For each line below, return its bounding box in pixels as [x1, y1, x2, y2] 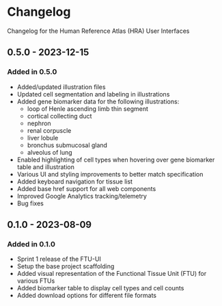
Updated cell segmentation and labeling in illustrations [16, 90, 170, 98]
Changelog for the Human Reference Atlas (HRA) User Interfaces [7, 27, 190, 35]
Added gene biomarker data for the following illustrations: [16, 97, 180, 105]
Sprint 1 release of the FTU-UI [16, 255, 101, 264]
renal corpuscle [27, 126, 72, 134]
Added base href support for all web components [16, 184, 156, 192]
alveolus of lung [27, 148, 73, 156]
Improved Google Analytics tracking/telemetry [16, 192, 147, 200]
